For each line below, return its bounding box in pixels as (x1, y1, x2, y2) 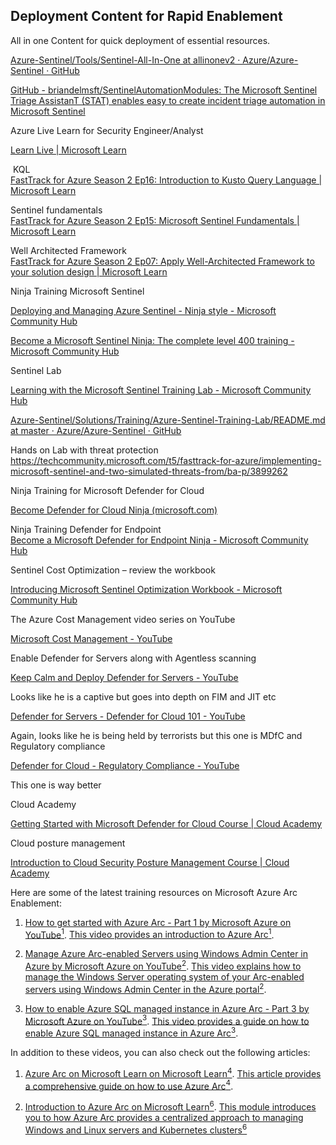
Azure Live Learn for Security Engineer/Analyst (10, 124, 204, 136)
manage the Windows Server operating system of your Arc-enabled (24, 971, 305, 983)
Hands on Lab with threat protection (10, 444, 159, 456)
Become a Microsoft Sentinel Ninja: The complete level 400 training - (10, 334, 295, 346)
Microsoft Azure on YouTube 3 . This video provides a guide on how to (24, 1013, 310, 1027)
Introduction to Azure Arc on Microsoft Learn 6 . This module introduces (24, 1099, 317, 1113)
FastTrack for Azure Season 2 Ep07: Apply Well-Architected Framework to (10, 255, 315, 267)
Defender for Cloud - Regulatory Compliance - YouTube (10, 759, 240, 771)
